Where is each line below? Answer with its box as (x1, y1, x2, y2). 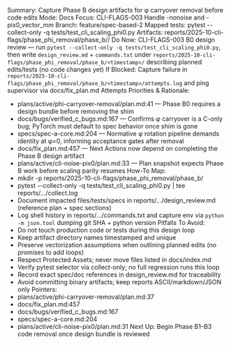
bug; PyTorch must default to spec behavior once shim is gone (17, 122, 198, 130)
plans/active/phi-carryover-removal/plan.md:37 (17, 293, 155, 301)
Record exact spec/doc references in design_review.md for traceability (17, 270, 221, 279)
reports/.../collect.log (17, 189, 78, 197)
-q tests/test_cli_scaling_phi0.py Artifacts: (43, 28, 163, 36)
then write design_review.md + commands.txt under (7, 50, 152, 59)
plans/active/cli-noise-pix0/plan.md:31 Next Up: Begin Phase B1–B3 (17, 323, 212, 330)
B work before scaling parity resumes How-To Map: (17, 167, 166, 175)
